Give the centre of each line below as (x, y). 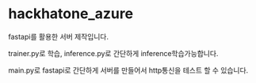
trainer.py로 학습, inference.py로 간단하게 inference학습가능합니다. (113, 53)
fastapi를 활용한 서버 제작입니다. (59, 36)
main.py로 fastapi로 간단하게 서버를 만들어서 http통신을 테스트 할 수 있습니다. (128, 70)
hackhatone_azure (71, 14)
